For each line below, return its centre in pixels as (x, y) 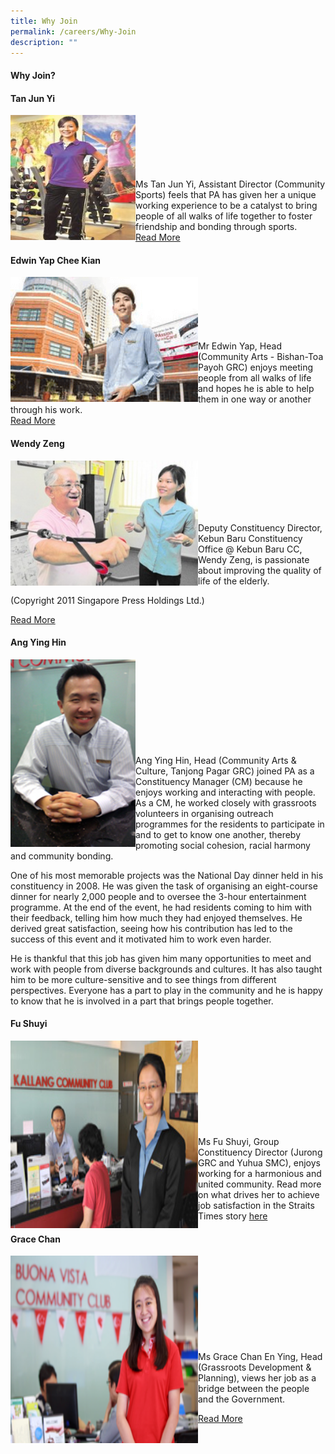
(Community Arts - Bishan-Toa (261, 357)
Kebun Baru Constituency (250, 538)
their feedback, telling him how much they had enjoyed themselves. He (156, 917)
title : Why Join (44, 21)
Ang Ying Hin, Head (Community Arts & (216, 760)
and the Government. (241, 1399)
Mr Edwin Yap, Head (240, 346)
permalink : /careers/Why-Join (73, 31)
